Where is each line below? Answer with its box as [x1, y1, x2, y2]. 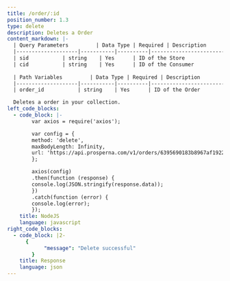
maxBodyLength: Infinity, [31, 143, 106, 150]
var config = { [31, 130, 75, 137]
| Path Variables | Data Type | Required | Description [13, 73, 201, 81]
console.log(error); [31, 200, 90, 207]
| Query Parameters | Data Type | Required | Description [13, 42, 207, 49]
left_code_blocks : [7, 106, 60, 112]
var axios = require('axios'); [31, 118, 121, 125]
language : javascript [19, 219, 81, 226]
